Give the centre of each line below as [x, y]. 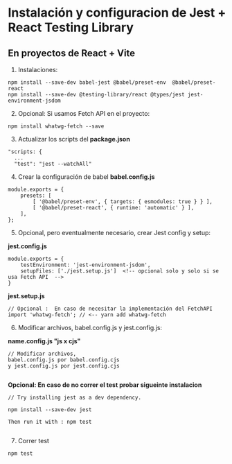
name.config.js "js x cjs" [44, 341]
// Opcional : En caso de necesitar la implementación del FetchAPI [110, 309]
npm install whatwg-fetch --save [56, 126]
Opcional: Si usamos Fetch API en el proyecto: [84, 113]
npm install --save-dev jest [50, 410]
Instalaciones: [38, 70]
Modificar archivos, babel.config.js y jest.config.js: [90, 328]
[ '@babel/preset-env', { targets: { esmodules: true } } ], [123, 202]
